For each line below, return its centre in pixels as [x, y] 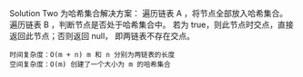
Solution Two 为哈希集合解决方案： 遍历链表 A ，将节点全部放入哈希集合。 [149, 13]
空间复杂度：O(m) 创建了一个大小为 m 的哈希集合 [90, 64]
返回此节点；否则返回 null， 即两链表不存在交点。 [102, 36]
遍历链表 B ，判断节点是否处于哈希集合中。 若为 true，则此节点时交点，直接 [151, 24]
